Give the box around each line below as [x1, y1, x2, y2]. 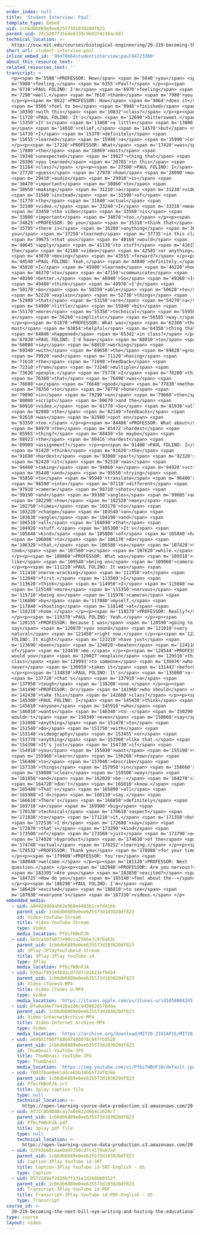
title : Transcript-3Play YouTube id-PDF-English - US [17, 1192, 153, 1198]
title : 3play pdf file [17, 1125, 73, 1131]
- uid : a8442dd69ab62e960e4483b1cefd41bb [11, 903, 116, 909]
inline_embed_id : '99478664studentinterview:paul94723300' [6, 53, 156, 59]
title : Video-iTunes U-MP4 [17, 986, 84, 992]
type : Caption [17, 1169, 52, 1176]
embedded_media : [6, 897, 46, 903]
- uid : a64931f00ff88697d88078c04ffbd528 [11, 1036, 116, 1043]
